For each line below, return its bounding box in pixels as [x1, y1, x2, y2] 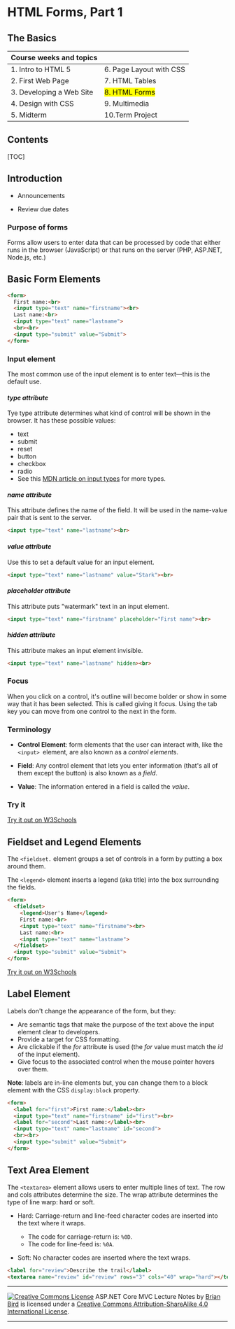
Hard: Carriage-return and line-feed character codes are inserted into [17, 1211, 218, 1220]
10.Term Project [104, 110, 158, 120]
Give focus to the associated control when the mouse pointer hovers [17, 1057, 215, 1066]
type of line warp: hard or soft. [7, 1197, 95, 1206]
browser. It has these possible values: [7, 416, 116, 425]
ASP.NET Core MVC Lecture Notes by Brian [95, 1293, 221, 1301]
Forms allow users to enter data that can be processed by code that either [7, 238, 221, 246]
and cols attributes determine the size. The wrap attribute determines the [7, 1190, 218, 1199]
